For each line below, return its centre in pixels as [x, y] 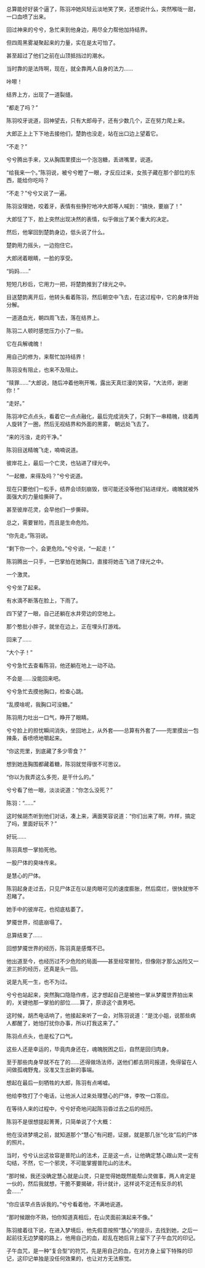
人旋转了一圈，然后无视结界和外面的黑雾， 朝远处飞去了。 [79, 424]
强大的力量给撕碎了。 [38, 496]
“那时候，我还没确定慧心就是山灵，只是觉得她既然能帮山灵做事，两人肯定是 [101, 1176]
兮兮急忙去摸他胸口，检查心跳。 [46, 691]
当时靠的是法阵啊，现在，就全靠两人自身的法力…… [70, 68]
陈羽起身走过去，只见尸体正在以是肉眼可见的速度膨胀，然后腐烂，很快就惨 [100, 889]
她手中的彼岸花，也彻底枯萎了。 [46, 909]
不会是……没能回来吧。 [35, 678]
